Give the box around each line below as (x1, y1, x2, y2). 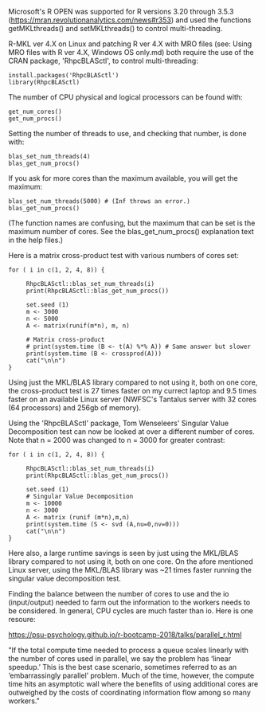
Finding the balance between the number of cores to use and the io (8, 589, 229, 598)
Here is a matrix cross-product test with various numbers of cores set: (8, 251, 239, 260)
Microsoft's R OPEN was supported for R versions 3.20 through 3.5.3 (8, 7, 234, 16)
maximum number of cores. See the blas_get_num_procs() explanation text (8, 227, 255, 236)
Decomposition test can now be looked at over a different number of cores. (8, 427, 255, 436)
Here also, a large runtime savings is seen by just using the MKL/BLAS (8, 549, 239, 557)
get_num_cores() (8, 108, 62, 115)
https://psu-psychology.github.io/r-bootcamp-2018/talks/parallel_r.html (8, 630, 242, 640)
